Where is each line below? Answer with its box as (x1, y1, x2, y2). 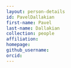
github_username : (6, 47, 50, 53)
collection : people (6, 31, 55, 37)
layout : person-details (6, 8, 66, 15)
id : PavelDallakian (6, 14, 55, 20)
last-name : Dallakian (6, 25, 60, 31)
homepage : (6, 42, 31, 48)
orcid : (6, 53, 23, 59)
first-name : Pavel (6, 20, 52, 25)
